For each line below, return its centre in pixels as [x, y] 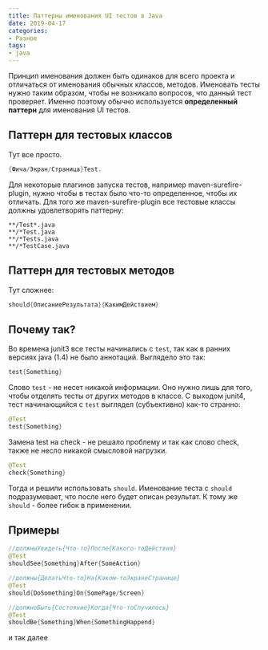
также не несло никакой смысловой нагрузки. [88, 450]
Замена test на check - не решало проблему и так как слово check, [124, 441]
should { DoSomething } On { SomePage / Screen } [77, 593]
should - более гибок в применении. [70, 505]
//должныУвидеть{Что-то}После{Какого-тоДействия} [93, 549]
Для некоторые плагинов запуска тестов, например [97, 185]
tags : [17, 46]
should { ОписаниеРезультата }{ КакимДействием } [84, 305]
